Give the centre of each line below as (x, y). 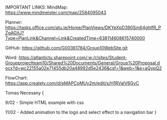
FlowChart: (16, 78)
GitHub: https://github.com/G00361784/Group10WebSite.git (67, 48)
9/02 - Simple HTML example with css (45, 102)
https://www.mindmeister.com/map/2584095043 (56, 12)
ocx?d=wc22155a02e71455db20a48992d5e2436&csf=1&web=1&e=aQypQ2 (83, 68)
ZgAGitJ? (15, 33)
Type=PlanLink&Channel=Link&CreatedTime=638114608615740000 (75, 38)
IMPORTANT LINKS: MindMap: (37, 7)
